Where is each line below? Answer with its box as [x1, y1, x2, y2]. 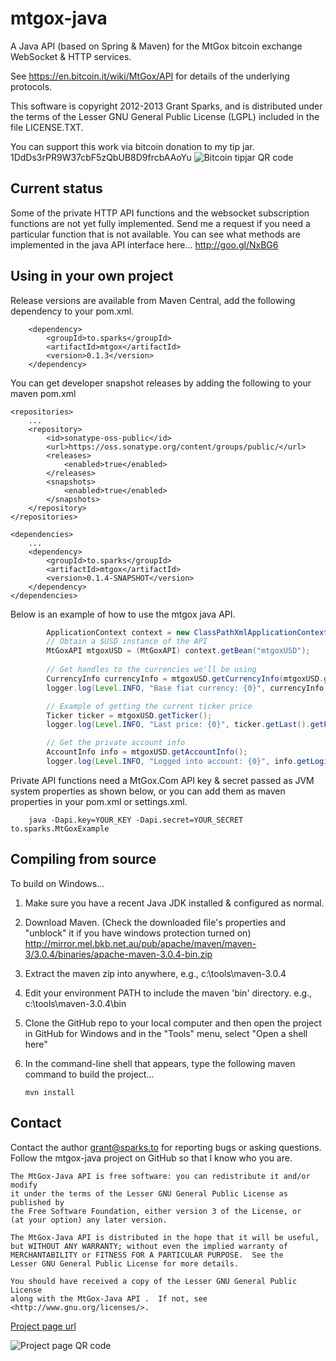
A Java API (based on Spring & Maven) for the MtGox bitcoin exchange [10, 40, 303, 52]
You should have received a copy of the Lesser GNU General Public [10, 1276, 298, 1286]
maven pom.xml [10, 387, 77, 399]
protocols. [10, 80, 53, 92]
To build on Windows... [10, 877, 105, 889]
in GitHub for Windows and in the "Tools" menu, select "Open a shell [24, 1027, 308, 1039]
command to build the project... [24, 1068, 155, 1080]
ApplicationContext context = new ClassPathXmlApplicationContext [46, 627, 329, 637]
